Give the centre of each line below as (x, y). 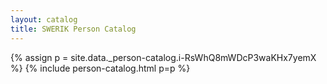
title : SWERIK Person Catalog (73, 29)
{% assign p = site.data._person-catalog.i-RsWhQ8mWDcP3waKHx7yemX (163, 57)
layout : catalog (44, 19)
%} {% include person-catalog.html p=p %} (100, 68)
